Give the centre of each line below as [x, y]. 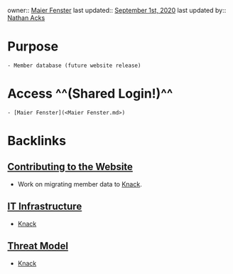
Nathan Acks [26, 18]
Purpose [33, 47]
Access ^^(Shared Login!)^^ [90, 94]
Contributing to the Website [70, 167]
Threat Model [38, 246]
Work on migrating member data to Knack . [80, 184]
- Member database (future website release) [74, 65]
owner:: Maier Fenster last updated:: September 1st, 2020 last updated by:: [117, 10]
